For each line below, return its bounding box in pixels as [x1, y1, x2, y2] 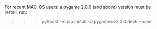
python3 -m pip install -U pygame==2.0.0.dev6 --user [41, 19, 152, 24]
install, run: [4, 9, 28, 15]
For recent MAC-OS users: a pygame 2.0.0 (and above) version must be [4, 4, 152, 10]
